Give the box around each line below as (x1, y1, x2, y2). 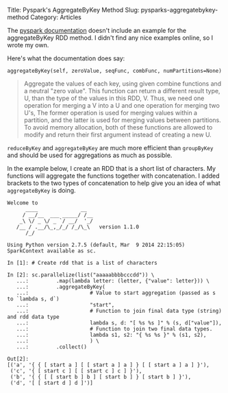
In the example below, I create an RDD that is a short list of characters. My (7, 165, 216, 172)
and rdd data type (7, 313, 60, 320)
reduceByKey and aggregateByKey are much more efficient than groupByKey (7, 144, 214, 152)
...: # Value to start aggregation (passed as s (16, 289, 216, 296)
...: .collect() (16, 344, 88, 350)
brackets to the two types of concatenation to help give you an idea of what (7, 179, 221, 187)
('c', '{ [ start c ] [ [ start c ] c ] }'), (10, 368, 142, 374)
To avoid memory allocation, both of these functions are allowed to (23, 123, 213, 131)
